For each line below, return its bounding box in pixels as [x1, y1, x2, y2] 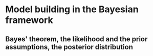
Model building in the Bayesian [5, 4, 139, 15]
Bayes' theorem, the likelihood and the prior [5, 35, 148, 43]
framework [5, 14, 53, 26]
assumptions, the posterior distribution [5, 42, 133, 51]
